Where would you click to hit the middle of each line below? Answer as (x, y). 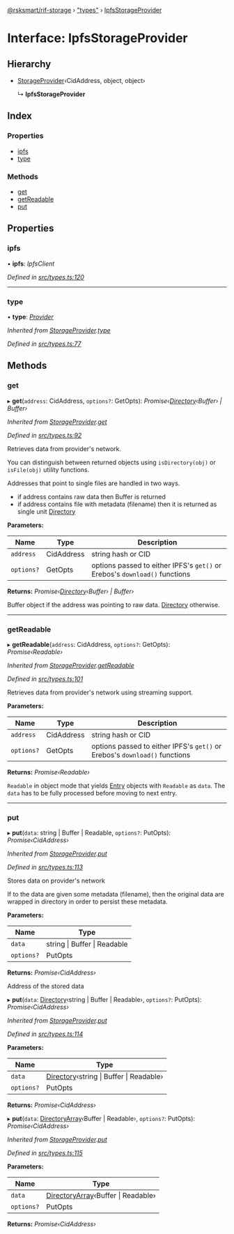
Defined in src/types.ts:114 (45, 1034)
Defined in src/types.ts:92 (45, 435)
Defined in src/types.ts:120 (46, 277)
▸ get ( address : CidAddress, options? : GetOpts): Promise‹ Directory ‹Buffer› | (115, 401)
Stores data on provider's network (56, 881)
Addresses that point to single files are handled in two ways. (94, 483)
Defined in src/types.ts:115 (45, 1153)
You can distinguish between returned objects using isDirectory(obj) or (111, 462)
